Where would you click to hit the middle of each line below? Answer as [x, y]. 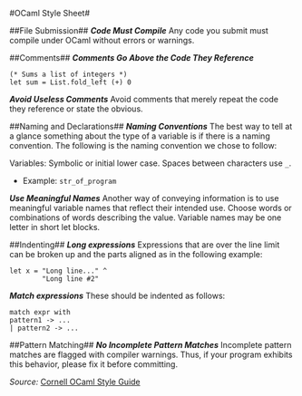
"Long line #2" [71, 279]
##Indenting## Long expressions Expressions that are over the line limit [145, 245]
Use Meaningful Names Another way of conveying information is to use [144, 198]
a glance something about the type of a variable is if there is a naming [140, 136]
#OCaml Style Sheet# [50, 13]
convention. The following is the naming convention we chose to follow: [143, 145]
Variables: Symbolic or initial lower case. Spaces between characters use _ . [151, 163]
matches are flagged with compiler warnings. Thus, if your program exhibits [151, 354]
